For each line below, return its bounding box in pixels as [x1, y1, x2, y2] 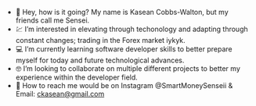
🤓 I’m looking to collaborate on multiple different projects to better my [15, 64, 240, 73]
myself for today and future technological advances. [15, 55, 185, 65]
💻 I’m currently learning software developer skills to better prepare [15, 44, 233, 54]
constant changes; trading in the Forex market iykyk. [15, 36, 186, 44]
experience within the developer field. [15, 72, 139, 82]
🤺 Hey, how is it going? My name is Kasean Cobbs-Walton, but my [15, 8, 229, 16]
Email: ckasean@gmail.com [15, 90, 105, 98]
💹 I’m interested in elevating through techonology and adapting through [15, 24, 248, 34]
